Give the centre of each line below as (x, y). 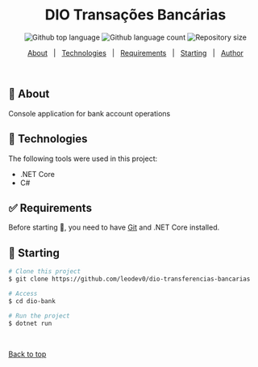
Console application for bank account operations (89, 113)
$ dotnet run (30, 323)
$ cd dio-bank (32, 301)
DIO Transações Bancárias (135, 15)
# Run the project (39, 316)
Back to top (27, 354)
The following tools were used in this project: (83, 158)
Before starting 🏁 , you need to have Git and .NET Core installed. (114, 227)
